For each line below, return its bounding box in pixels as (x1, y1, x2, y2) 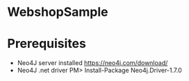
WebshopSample (7, 4, 108, 20)
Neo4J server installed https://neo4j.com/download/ (17, 59, 168, 67)
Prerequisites (7, 36, 87, 52)
